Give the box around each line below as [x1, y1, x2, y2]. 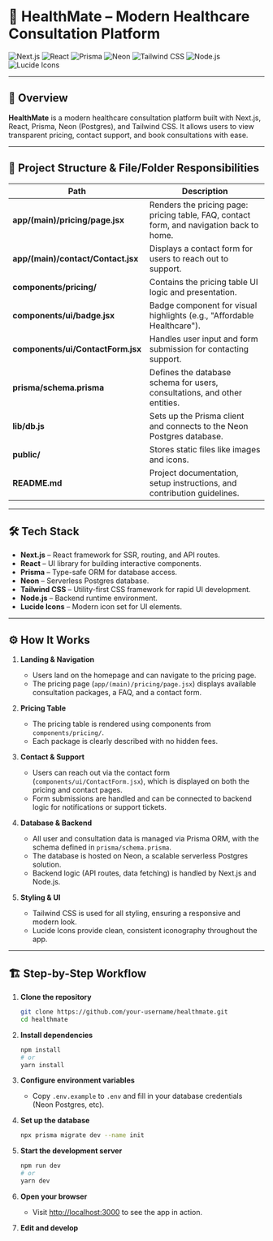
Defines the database [149, 366, 232, 378]
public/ [12, 448, 41, 460]
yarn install [19, 1061, 65, 1069]
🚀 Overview [8, 91, 68, 105]
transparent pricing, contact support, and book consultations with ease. [8, 130, 249, 140]
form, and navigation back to [149, 219, 259, 231]
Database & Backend [19, 818, 92, 828]
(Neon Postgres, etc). [32, 1100, 104, 1109]
